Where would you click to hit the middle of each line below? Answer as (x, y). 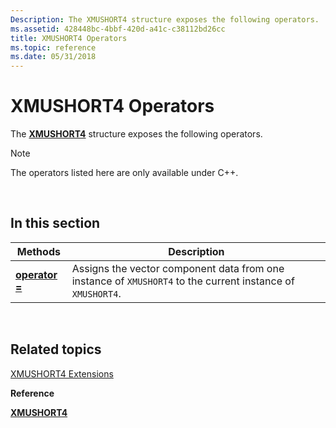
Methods (38, 251)
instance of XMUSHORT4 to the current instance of (183, 281)
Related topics (56, 349)
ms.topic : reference (53, 47)
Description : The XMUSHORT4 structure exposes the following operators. (165, 19)
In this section (55, 223)
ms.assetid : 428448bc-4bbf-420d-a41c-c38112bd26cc (118, 29)
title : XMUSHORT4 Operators (69, 38)
